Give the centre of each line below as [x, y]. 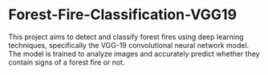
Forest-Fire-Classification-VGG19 [123, 15]
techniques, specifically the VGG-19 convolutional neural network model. [129, 45]
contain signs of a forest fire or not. [67, 62]
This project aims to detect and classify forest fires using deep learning [126, 37]
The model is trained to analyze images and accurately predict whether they [134, 53]
